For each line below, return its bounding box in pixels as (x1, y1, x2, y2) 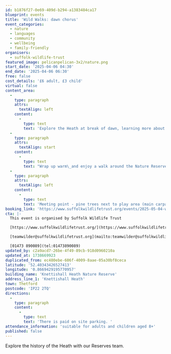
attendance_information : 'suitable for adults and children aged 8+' (5, 324, 156, 329)
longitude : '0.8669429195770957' (5, 267, 76, 273)
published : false (5, 329, 42, 334)
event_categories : (5, 21, 44, 27)
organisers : (5, 50, 31, 55)
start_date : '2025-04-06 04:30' (5, 64, 74, 69)
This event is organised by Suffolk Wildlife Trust (10, 216, 122, 221)
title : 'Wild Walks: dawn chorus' (5, 17, 79, 22)
